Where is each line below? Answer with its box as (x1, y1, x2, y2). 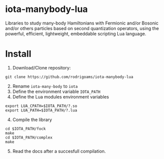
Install (5, 48, 32, 59)
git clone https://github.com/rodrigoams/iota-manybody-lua (5, 74, 134, 79)
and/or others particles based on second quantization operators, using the (5, 25, 159, 31)
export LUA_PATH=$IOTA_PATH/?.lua (5, 107, 78, 113)
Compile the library (12, 116, 52, 122)
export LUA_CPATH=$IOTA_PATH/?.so (5, 103, 78, 108)
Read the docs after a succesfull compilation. (12, 148, 106, 154)
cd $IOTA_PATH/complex (5, 135, 53, 140)
